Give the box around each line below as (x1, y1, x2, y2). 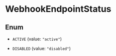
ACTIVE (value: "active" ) (12, 36, 62, 42)
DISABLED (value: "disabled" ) (12, 46, 71, 51)
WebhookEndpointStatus (5, 3, 112, 15)
